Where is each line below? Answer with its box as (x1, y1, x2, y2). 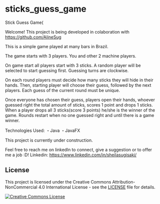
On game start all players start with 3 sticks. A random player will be (5, 62, 141, 68)
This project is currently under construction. (5, 137, 93, 143)
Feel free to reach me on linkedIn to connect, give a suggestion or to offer (5, 147, 152, 152)
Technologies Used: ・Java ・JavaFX (5, 128, 80, 133)
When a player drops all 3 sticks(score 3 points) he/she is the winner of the (5, 107, 155, 113)
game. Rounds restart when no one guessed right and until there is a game (5, 112, 154, 118)
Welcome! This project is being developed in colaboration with (5, 29, 130, 35)
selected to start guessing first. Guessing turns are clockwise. (5, 67, 129, 74)
